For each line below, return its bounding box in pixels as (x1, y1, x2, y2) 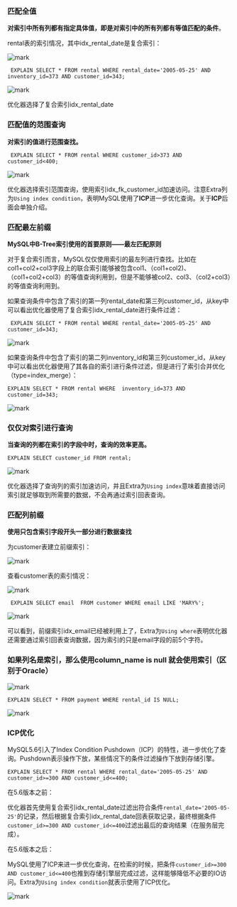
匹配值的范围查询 (7, 120, 66, 129)
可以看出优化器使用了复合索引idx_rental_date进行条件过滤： (7, 305, 182, 314)
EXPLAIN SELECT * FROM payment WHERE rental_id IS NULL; (7, 696, 180, 704)
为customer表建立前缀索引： (7, 543, 92, 551)
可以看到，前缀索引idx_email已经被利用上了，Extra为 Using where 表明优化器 (7, 627, 228, 635)
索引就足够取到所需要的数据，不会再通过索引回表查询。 (7, 491, 169, 499)
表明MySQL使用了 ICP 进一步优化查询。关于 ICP (86, 193, 222, 202)
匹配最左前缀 (7, 222, 52, 232)
